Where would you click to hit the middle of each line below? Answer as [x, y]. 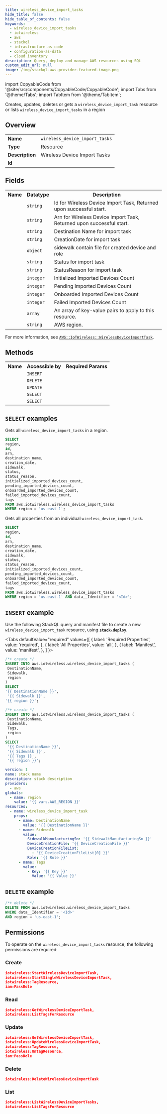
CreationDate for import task [87, 239]
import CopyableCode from [33, 84]
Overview [21, 125]
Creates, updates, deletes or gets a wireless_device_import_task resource [82, 104]
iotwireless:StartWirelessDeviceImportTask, [52, 973]
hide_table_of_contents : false [38, 19]
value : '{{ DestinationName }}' [57, 825]
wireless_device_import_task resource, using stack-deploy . [66, 630]
